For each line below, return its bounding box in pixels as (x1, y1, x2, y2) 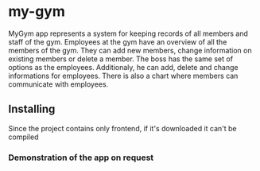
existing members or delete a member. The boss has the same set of (8, 54, 233, 64)
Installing (8, 103, 56, 116)
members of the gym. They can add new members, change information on (8, 45, 252, 55)
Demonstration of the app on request (8, 152, 154, 163)
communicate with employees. (8, 79, 109, 89)
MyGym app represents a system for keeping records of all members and (8, 29, 249, 38)
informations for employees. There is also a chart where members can (8, 71, 239, 80)
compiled (8, 132, 39, 142)
